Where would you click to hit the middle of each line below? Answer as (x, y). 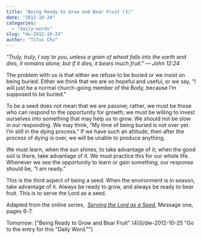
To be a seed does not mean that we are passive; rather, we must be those (99, 106)
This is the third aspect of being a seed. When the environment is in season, (101, 180)
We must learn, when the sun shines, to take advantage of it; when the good (101, 149)
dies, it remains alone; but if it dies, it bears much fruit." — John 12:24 (93, 63)
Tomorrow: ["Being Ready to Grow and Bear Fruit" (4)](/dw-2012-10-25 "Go (100, 223)
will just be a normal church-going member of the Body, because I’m (91, 88)
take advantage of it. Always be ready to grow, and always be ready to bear (100, 187)
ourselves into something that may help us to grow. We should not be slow (99, 119)
